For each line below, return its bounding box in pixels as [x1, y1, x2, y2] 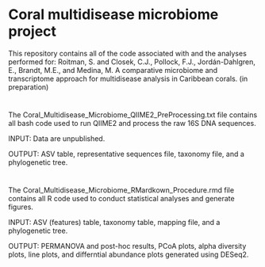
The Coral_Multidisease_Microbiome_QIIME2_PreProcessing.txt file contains [8, 110, 258, 120]
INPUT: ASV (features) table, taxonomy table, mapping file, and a [8, 218, 221, 227]
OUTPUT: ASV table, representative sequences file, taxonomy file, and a [8, 149, 244, 159]
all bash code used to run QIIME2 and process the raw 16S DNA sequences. [8, 119, 256, 128]
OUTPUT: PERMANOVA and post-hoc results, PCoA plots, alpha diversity [8, 242, 247, 251]
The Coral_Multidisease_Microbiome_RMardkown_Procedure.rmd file [8, 185, 235, 195]
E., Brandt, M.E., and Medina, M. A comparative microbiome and [8, 65, 218, 74]
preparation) [8, 82, 49, 92]
